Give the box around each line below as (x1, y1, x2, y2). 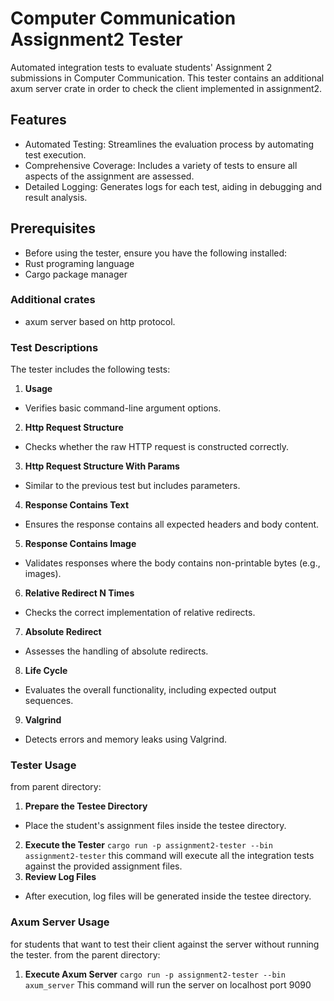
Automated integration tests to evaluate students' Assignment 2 (10, 61, 273, 73)
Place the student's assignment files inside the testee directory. (24, 820, 287, 832)
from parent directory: (10, 781, 102, 793)
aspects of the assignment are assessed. (24, 170, 195, 182)
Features (10, 112, 67, 129)
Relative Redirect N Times (24, 587, 135, 599)
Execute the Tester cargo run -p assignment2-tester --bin (24, 839, 273, 851)
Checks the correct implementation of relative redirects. (24, 607, 256, 619)
